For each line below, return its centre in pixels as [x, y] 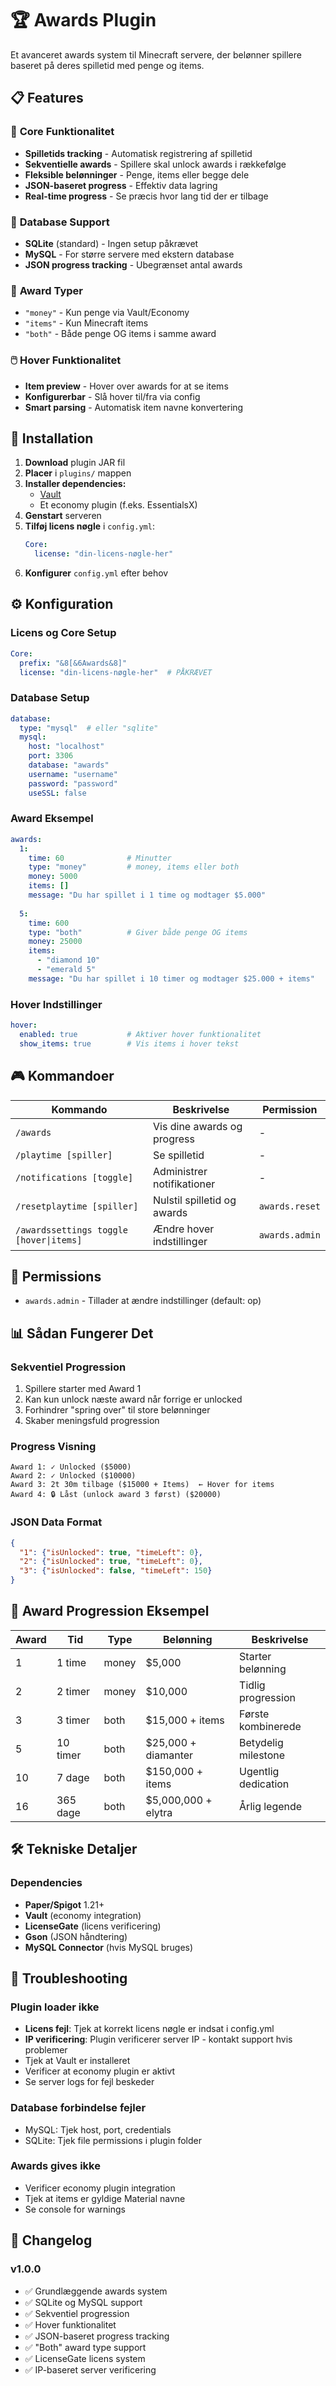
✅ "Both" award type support [85, 2347]
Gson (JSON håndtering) [76, 1936]
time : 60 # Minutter [100, 858]
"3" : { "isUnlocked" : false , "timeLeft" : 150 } [116, 1571]
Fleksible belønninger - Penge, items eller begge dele [137, 174]
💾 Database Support [60, 222]
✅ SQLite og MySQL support [83, 2302]
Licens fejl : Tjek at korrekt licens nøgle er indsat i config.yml [149, 2029]
